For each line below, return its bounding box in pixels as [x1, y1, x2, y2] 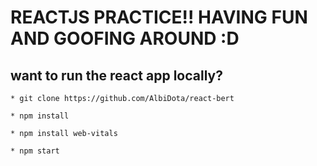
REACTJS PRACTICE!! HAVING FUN [10, 6, 308, 29]
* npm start [10, 146, 60, 156]
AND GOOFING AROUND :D [10, 27, 240, 50]
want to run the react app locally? [10, 67, 223, 84]
